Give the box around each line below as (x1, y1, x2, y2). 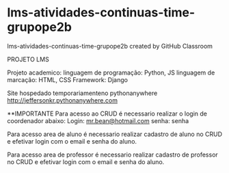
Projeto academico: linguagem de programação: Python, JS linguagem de (7, 68, 215, 77)
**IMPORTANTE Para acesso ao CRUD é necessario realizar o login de (7, 109, 207, 118)
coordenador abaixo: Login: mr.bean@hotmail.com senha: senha (7, 116, 189, 124)
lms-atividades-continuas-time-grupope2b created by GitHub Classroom (7, 42, 213, 50)
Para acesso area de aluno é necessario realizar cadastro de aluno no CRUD (7, 130, 222, 138)
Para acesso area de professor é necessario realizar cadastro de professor (7, 150, 219, 159)
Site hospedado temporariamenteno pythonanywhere (7, 89, 158, 97)
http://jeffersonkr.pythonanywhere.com (7, 96, 118, 104)
